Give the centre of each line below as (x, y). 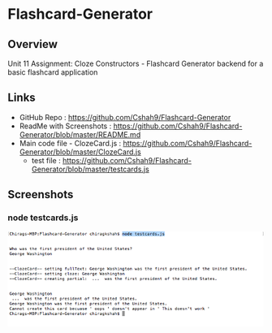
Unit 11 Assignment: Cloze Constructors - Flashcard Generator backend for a (136, 63)
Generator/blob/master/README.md (80, 134)
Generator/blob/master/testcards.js (90, 169)
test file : (46, 160)
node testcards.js (43, 218)
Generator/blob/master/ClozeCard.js (80, 152)
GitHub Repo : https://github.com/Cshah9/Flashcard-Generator (125, 117)
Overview (33, 44)
